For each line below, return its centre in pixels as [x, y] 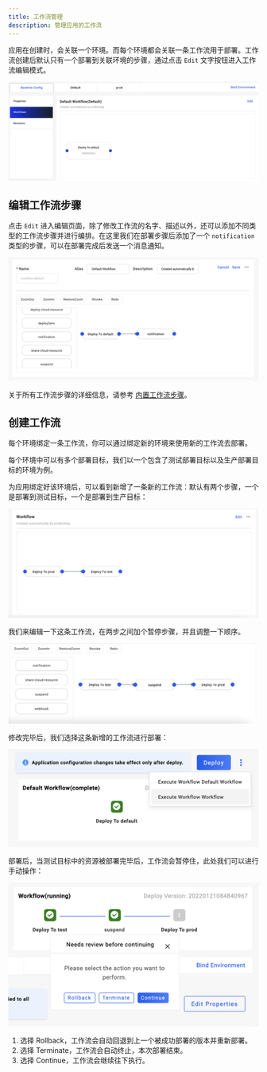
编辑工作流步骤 [45, 205]
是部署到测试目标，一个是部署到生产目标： [78, 497]
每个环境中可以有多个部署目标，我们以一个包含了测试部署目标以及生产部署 [130, 460]
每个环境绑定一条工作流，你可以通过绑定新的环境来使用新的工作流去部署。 [130, 443]
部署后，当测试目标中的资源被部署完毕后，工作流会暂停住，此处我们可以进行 [133, 860]
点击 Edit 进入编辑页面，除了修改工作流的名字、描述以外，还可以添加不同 [129, 226]
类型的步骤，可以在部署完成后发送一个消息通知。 [88, 246]
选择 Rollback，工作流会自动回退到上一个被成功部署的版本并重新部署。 [135, 1041]
